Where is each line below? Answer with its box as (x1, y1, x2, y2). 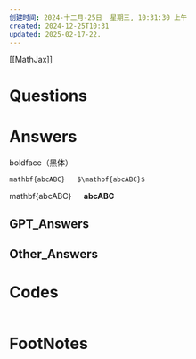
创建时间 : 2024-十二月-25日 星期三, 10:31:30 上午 (9, 13, 188, 22)
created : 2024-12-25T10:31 (9, 21, 110, 30)
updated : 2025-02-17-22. (9, 29, 102, 38)
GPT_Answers (9, 216, 90, 231)
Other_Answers (9, 246, 98, 262)
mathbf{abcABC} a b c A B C (9, 190, 115, 201)
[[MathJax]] (9, 54, 53, 65)
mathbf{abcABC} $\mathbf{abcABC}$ (9, 175, 145, 184)
